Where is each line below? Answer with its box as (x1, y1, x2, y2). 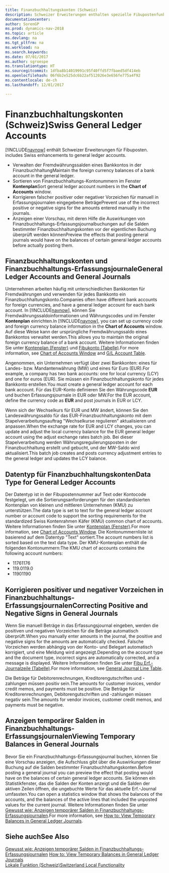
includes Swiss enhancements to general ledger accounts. (5, 152, 127, 158)
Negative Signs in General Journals (5, 609, 118, 618)
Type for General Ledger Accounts (5, 478, 116, 487)
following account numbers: (5, 550, 63, 556)
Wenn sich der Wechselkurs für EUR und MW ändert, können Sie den (5, 407, 148, 414)
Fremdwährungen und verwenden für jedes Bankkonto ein (5, 291, 126, 298)
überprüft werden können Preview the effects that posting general (12, 231, 148, 238)
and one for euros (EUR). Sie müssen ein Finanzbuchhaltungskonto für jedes (5, 376, 164, 382)
